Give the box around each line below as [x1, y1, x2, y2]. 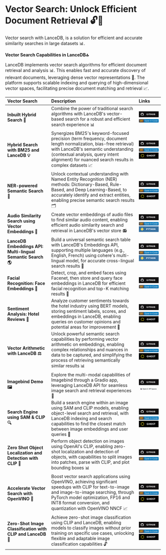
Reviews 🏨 [7, 316, 30, 322]
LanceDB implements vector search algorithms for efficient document [5, 62, 147, 67]
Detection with [7, 455, 39, 461]
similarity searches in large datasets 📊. [5, 40, 85, 46]
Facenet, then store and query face [51, 275, 123, 281]
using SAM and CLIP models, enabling [51, 405, 129, 411]
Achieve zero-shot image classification [51, 514, 131, 520]
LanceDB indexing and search [51, 415, 112, 421]
